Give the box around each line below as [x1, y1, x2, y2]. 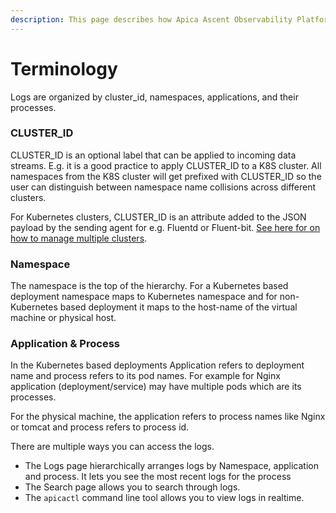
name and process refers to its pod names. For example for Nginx [10, 370, 281, 382]
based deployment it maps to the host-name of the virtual [59, 301, 298, 313]
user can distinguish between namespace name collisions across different [10, 181, 316, 193]
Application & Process [10, 337, 120, 351]
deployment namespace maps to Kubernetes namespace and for [10, 291, 278, 303]
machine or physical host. [10, 312, 117, 324]
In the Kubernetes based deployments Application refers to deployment [10, 359, 305, 371]
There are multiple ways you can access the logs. [10, 441, 215, 453]
